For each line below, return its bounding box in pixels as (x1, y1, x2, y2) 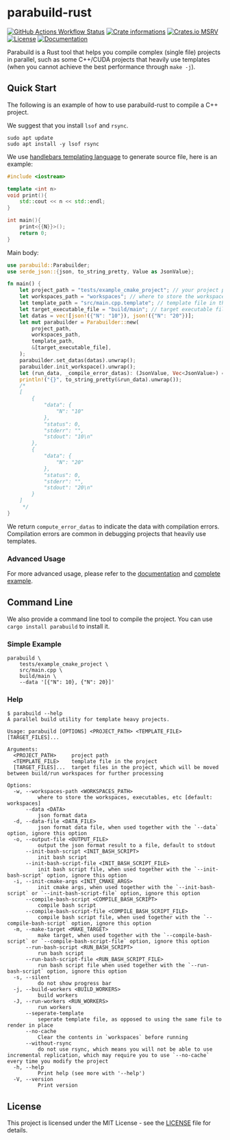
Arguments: (7, 746, 38, 753)
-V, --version (13, 1076, 53, 1083)
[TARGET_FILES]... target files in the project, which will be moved (13, 764, 219, 771)
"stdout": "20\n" (43, 485, 94, 492)
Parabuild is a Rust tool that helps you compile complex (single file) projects (7, 48, 221, 56)
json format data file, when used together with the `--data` (37, 824, 219, 831)
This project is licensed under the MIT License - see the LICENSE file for (7, 1119, 211, 1127)
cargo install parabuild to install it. (7, 622, 110, 630)
